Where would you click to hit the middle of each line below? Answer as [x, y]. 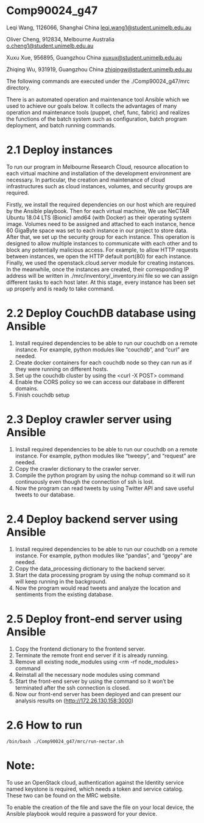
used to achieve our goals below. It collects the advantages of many [92, 106]
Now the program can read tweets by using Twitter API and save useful [104, 488]
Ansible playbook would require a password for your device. [82, 813]
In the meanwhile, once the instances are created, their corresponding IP [98, 269]
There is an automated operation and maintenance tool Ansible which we [98, 99]
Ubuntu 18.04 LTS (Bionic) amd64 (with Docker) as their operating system [99, 217]
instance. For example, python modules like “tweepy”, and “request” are [105, 456]
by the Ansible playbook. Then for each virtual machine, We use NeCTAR [98, 211]
